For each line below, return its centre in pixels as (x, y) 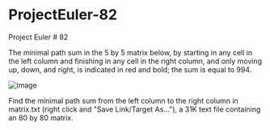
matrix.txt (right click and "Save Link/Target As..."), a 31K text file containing (135, 109)
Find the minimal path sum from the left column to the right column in (123, 100)
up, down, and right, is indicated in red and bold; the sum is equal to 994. (130, 69)
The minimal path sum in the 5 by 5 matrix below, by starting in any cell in (131, 52)
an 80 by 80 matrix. (41, 117)
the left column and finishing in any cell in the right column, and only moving (135, 61)
